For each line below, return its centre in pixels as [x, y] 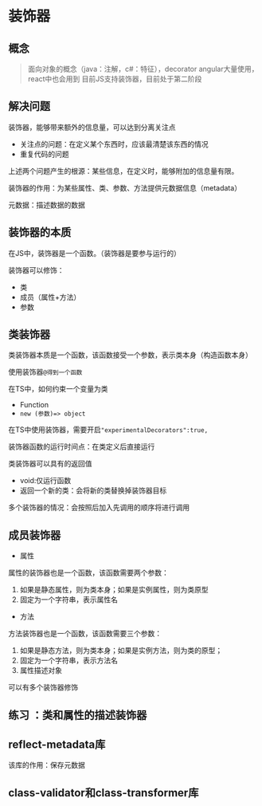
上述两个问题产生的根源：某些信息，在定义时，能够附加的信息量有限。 [123, 171]
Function [34, 405]
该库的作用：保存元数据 [47, 765]
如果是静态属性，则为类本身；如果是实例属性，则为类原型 [114, 590]
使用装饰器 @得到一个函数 [45, 372]
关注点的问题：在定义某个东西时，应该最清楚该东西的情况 [114, 144]
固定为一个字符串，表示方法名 [68, 661]
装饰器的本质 [40, 232]
